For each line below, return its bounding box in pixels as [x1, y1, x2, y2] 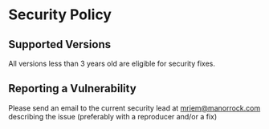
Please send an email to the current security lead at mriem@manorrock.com [8, 103, 261, 113]
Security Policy [8, 6, 112, 24]
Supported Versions [8, 38, 111, 51]
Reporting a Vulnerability [8, 82, 137, 95]
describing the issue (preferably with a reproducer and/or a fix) [8, 111, 218, 121]
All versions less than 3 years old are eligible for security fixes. [8, 58, 215, 68]
